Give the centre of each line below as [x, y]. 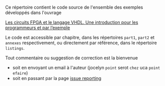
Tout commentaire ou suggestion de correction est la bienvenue [72, 58]
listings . [15, 48]
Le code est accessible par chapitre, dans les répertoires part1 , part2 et [80, 37]
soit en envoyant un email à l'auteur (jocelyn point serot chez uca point [86, 68]
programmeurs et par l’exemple [38, 28]
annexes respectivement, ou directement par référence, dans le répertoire [81, 43]
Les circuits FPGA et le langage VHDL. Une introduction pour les [72, 22]
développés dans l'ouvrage [33, 13]
